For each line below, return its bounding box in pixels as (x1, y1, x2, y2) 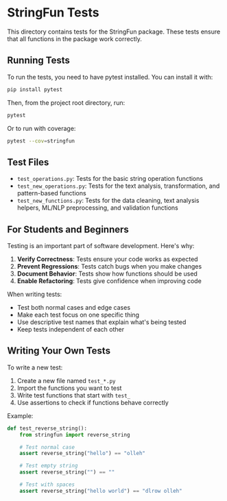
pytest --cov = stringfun (7, 137, 75, 145)
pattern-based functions (16, 189, 87, 197)
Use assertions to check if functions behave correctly (16, 398, 169, 406)
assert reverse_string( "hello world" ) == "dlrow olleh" (19, 487, 183, 494)
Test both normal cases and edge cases (16, 304, 131, 311)
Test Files (7, 156, 49, 168)
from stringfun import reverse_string (19, 431, 130, 438)
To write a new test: (7, 363, 63, 371)
